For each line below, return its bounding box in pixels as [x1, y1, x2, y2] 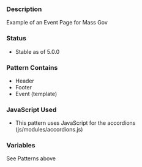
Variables [6, 141, 35, 150]
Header [15, 77, 35, 84]
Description [6, 5, 42, 13]
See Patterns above [6, 155, 56, 162]
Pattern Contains [6, 63, 58, 72]
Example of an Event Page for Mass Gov [6, 19, 108, 26]
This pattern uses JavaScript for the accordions [15, 119, 136, 127]
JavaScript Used [6, 105, 57, 114]
